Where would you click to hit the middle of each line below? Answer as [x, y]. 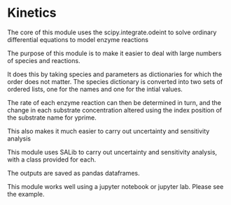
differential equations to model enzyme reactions [78, 39]
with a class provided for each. [52, 160]
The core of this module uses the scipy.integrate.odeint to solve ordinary [112, 32]
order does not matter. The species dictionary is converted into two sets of [115, 81]
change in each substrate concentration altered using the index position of [115, 110]
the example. [26, 194]
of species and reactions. [44, 60]
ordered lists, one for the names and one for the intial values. [95, 89]
